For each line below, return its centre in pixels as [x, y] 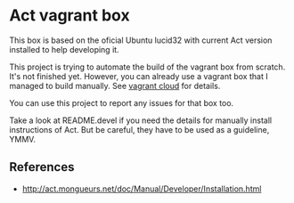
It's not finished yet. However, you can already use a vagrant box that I [139, 76]
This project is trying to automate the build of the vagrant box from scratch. [147, 67]
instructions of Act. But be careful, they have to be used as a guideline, [139, 129]
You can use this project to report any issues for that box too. [122, 102]
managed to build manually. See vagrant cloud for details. [115, 85]
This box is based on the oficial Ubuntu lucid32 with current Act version [141, 40]
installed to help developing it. [64, 49]
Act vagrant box [70, 16]
